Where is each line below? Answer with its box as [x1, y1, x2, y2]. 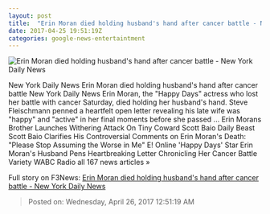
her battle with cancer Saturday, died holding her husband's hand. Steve [8, 97, 248, 107]
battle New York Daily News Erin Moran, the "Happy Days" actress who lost [8, 89, 259, 99]
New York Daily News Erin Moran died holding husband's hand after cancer [8, 80, 259, 90]
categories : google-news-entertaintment [8, 34, 146, 43]
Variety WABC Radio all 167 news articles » [8, 158, 150, 167]
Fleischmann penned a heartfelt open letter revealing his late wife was [8, 106, 241, 116]
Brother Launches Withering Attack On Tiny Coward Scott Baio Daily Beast [8, 123, 256, 133]
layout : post [8, 11, 52, 20]
